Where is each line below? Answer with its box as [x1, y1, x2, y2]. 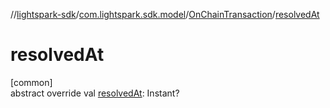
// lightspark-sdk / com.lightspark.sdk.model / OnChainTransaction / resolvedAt [10, 9, 320, 20]
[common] [10, 76, 53, 88]
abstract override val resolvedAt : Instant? [10, 87, 180, 99]
